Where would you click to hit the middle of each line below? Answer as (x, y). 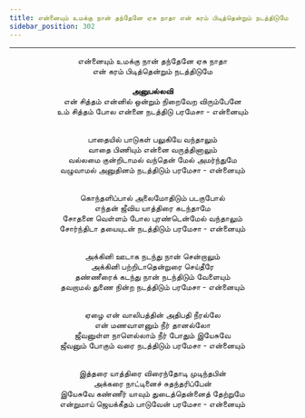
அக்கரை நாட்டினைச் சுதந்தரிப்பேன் (152, 383)
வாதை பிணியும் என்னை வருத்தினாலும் (152, 149)
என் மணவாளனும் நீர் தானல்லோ (152, 324)
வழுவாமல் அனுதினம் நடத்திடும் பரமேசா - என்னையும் (152, 170)
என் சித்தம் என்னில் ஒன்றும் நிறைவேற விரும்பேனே (152, 101)
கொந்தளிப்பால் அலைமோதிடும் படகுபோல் (152, 197)
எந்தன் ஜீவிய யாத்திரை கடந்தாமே (152, 208)
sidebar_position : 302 (52, 26)
